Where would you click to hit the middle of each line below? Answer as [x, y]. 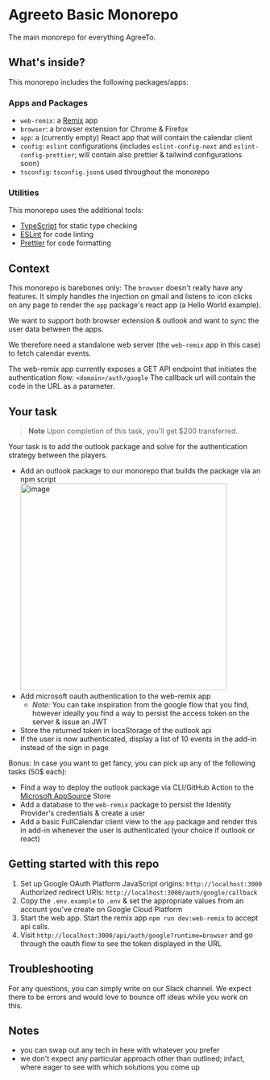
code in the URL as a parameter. [62, 386]
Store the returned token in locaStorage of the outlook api [116, 730]
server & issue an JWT [69, 721]
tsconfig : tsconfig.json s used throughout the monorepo [114, 172]
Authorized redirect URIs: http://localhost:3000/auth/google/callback [139, 892]
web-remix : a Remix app [59, 121]
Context [29, 268]
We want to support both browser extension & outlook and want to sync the [134, 321]
